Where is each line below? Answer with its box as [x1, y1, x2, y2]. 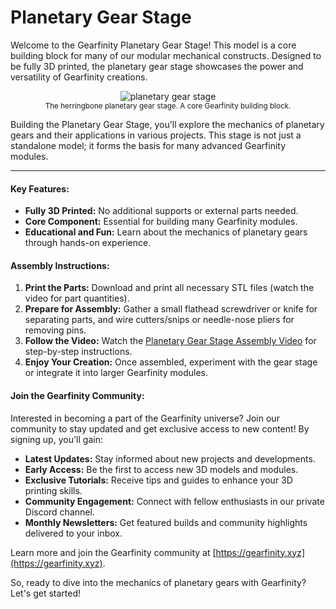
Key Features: [10, 182, 70, 195]
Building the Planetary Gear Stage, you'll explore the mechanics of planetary [10, 118, 325, 130]
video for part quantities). [24, 292, 130, 305]
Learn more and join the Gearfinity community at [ [10, 546, 217, 558]
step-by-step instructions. [24, 346, 133, 358]
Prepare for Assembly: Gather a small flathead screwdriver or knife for [24, 303, 318, 315]
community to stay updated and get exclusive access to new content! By [10, 422, 310, 435]
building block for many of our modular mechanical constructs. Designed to [10, 49, 322, 61]
